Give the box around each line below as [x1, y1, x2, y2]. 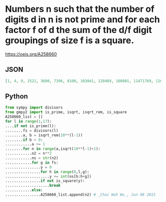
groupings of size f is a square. [5, 35, 134, 46]
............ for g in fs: [5, 160, 58, 165]
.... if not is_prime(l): [5, 123, 56, 129]
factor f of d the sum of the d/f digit [5, 25, 152, 35]
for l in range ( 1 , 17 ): [5, 119, 52, 124]
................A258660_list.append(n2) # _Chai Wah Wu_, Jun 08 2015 [5, 192, 156, 198]
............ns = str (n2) [5, 156, 58, 161]
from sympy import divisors [5, 105, 63, 110]
